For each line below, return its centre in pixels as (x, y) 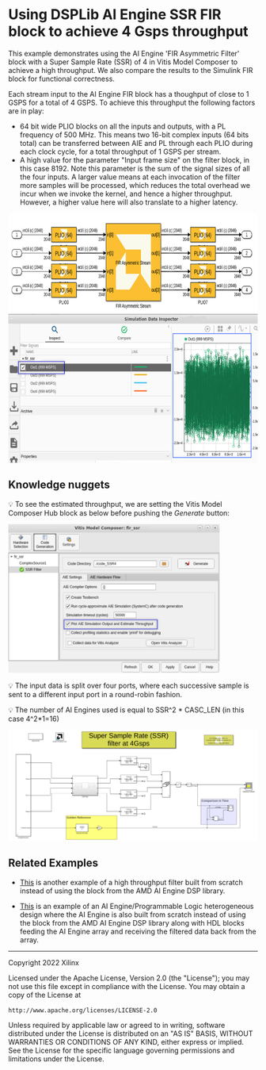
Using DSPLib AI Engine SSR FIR (115, 15)
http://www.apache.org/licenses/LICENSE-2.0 (83, 1010)
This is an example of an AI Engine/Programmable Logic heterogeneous (137, 906)
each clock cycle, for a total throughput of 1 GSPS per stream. (120, 151)
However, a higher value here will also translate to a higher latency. (129, 202)
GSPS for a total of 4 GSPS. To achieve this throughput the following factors (132, 102)
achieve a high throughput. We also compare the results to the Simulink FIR (131, 70)
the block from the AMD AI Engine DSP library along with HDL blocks (132, 922)
